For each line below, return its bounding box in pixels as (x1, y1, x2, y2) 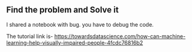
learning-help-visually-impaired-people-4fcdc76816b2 (6, 39, 144, 46)
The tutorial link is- (6, 33, 53, 40)
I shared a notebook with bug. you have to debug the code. (6, 21, 154, 28)
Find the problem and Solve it (6, 5, 119, 15)
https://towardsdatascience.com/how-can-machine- (54, 33, 186, 40)
